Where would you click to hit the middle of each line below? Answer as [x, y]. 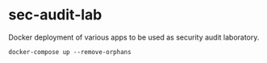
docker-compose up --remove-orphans [70, 52]
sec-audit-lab [55, 15]
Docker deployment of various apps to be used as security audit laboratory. [134, 37]
